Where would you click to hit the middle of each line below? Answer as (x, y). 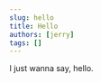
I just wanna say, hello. (51, 68)
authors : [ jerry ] (42, 34)
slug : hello (32, 18)
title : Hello (34, 26)
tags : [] (26, 43)
